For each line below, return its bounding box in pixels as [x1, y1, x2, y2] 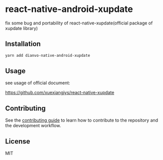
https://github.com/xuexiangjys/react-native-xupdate [5, 90, 115, 96]
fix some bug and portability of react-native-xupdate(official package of [5, 20, 153, 26]
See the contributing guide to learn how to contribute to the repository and [5, 117, 159, 123]
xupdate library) [5, 25, 38, 31]
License [5, 137, 30, 146]
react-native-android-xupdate [5, 3, 133, 15]
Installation [5, 40, 41, 48]
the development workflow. [5, 123, 61, 129]
